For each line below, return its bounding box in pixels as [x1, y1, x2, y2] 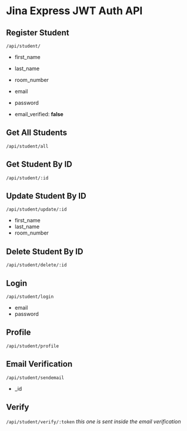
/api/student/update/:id [6, 206, 67, 213]
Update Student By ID [6, 191, 86, 201]
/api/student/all [6, 143, 49, 149]
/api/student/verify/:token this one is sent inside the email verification [6, 417, 181, 425]
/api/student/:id [6, 175, 49, 181]
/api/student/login [6, 294, 54, 300]
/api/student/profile [6, 343, 59, 349]
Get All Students [6, 128, 68, 138]
